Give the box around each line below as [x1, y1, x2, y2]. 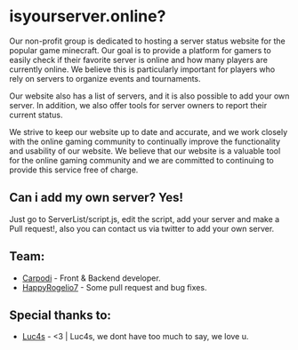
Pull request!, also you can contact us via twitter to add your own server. [9, 223, 275, 234]
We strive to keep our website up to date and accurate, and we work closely [9, 126, 288, 137]
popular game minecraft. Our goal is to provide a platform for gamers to [9, 44, 271, 55]
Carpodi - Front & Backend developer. [21, 273, 162, 283]
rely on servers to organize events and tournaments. [9, 73, 202, 84]
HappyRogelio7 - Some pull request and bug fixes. [21, 282, 207, 292]
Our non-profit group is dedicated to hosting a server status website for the [9, 36, 286, 46]
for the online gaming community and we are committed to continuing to [9, 155, 274, 165]
